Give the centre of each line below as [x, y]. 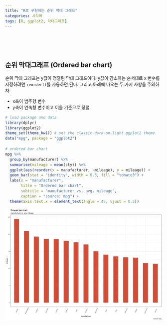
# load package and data [31, 117]
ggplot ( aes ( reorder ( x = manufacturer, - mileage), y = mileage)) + [80, 170]
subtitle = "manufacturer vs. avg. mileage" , [69, 191]
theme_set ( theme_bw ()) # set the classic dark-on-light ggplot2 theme [80, 133]
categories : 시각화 [24, 16]
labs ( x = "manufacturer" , [37, 180]
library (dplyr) [21, 123]
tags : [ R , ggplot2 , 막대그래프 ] [36, 21]
